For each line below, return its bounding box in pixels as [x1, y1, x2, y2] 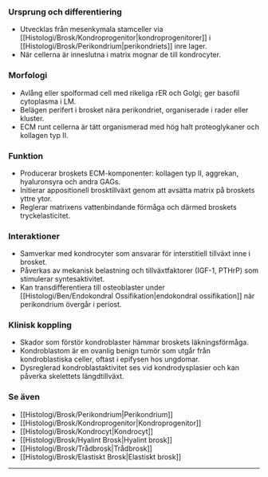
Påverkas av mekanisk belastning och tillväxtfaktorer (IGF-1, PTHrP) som [19, 266, 259, 275]
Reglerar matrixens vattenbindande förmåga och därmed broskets [19, 202, 237, 211]
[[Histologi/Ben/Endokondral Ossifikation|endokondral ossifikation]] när [19, 291, 255, 301]
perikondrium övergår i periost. [19, 300, 122, 309]
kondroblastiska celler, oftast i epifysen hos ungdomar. [19, 354, 200, 365]
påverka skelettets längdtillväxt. [19, 372, 125, 381]
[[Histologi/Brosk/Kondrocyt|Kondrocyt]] [19, 426, 154, 436]
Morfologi [8, 70, 48, 81]
